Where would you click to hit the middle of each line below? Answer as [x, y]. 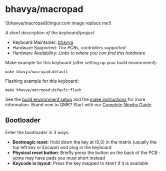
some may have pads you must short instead [58, 158]
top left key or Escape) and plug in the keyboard [62, 147]
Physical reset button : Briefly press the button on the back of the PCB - [86, 153]
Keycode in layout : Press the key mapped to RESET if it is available [80, 163]
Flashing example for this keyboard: [42, 81]
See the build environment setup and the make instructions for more [75, 99]
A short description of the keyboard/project [50, 32]
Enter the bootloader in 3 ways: [37, 132]
